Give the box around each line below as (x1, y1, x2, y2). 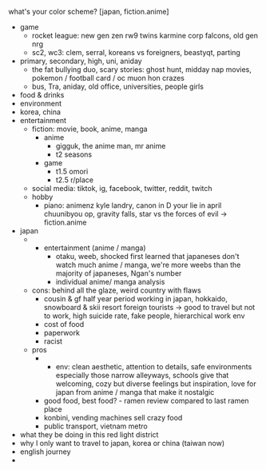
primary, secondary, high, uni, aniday (19, 56, 142, 66)
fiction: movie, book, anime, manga (31, 124, 148, 133)
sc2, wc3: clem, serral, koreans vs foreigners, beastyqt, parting (31, 48, 241, 57)
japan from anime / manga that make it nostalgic (55, 388, 215, 396)
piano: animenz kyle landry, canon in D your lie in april (43, 201, 222, 210)
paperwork (43, 328, 80, 337)
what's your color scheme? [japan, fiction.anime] (8, 7, 169, 16)
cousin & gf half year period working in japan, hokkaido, (43, 294, 228, 303)
